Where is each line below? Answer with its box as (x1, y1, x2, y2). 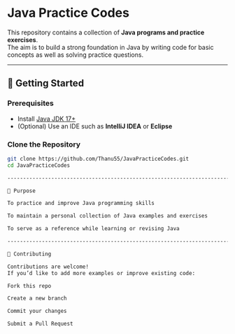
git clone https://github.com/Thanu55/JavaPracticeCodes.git (7, 155, 190, 162)
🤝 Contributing (7, 250, 52, 258)
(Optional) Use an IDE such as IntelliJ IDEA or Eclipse (17, 121, 173, 131)
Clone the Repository (7, 139, 81, 149)
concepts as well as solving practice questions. (7, 51, 144, 59)
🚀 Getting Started (7, 77, 85, 89)
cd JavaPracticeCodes (7, 161, 71, 169)
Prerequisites (7, 98, 54, 108)
